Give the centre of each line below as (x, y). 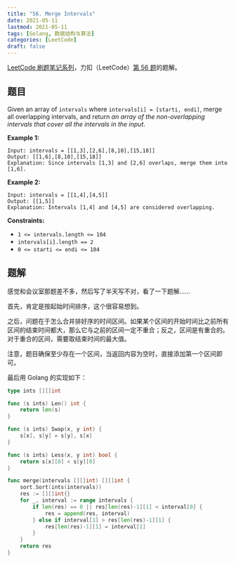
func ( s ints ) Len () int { (47, 403)
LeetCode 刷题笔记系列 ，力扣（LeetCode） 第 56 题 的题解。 (94, 67)
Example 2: (24, 182)
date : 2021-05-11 (33, 20)
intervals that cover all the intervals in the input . (77, 124)
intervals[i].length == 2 (55, 242)
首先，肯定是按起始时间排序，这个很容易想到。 (75, 306)
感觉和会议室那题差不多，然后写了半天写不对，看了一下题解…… (99, 291)
